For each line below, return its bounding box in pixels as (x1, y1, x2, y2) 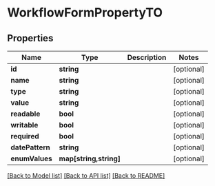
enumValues (10, 154, 53, 163)
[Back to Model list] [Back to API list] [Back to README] (7, 172, 165, 180)
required (10, 132, 39, 141)
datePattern (10, 143, 50, 152)
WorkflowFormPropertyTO (7, 5, 163, 21)
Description (127, 53, 167, 62)
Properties (7, 32, 54, 44)
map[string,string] (59, 154, 121, 163)
